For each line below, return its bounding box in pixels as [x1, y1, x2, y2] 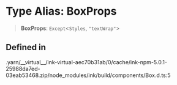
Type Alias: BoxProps [6, 4, 117, 18]
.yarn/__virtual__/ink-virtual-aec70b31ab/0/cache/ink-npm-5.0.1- [6, 58, 168, 65]
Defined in [6, 42, 47, 53]
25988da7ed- [6, 65, 40, 72]
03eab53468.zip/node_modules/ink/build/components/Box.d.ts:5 [6, 72, 171, 79]
